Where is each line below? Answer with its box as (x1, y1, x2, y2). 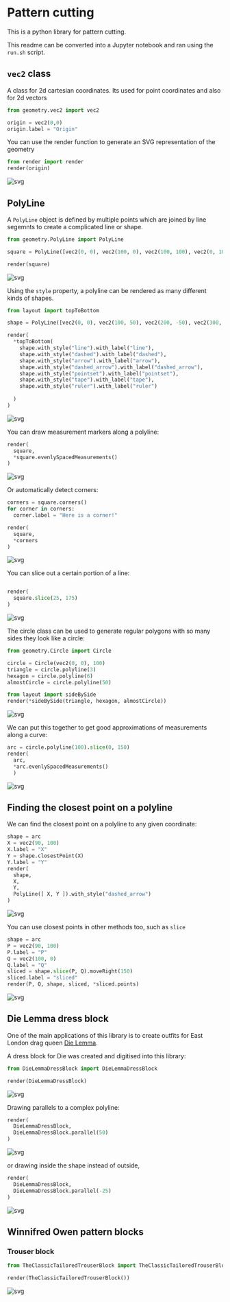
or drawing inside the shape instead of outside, (7, 1161, 140, 1170)
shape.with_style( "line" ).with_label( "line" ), (19, 345, 155, 351)
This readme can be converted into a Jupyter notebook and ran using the (7, 40, 214, 49)
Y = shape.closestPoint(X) (7, 852, 84, 859)
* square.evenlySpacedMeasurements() (13, 454, 118, 461)
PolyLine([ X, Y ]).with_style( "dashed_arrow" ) (13, 891, 152, 898)
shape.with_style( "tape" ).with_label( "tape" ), (19, 376, 155, 384)
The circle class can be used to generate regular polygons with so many (7, 627, 211, 636)
